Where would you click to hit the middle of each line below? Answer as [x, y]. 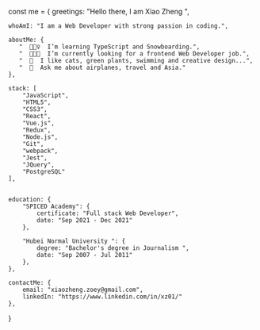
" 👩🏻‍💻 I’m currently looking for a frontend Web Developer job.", [134, 54]
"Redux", [37, 130]
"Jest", [35, 158]
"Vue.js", [39, 123]
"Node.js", [40, 137]
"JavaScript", [46, 95]
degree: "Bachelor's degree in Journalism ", [113, 248]
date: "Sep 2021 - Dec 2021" [85, 221]
